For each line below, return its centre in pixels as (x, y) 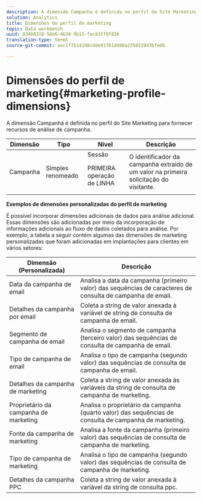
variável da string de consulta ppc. (129, 487)
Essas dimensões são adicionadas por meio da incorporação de (85, 222)
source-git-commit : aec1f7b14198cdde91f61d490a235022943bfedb (86, 46)
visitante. (142, 186)
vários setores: (25, 247)
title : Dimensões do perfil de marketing (59, 23)
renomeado (62, 176)
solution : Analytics (32, 17)
